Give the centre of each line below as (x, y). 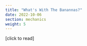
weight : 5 (16, 24)
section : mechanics (26, 19)
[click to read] (20, 38)
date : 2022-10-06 (24, 15)
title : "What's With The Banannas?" (44, 10)
